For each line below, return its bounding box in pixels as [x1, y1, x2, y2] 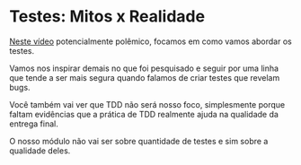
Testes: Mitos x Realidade [9, 6, 205, 27]
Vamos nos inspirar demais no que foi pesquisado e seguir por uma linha [9, 63, 279, 74]
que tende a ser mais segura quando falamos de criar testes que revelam [9, 72, 280, 82]
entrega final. [9, 118, 58, 129]
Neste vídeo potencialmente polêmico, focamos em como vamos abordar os [9, 36, 292, 47]
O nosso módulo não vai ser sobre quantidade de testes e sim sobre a [9, 135, 269, 146]
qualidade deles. [9, 145, 71, 156]
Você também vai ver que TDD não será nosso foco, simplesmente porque [9, 99, 286, 109]
